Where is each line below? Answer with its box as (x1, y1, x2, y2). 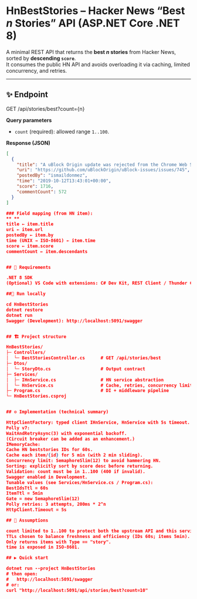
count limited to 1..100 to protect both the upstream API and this (6, 528, 177, 534)
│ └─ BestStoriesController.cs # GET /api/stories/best (6, 355, 161, 361)
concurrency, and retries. (6, 67, 67, 74)
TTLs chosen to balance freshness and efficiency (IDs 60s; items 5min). (6, 533, 191, 539)
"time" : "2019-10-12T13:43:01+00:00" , (16, 178, 111, 184)
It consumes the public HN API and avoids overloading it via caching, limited (6, 60, 191, 68)
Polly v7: (6, 425, 30, 431)
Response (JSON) (6, 139, 51, 146)
